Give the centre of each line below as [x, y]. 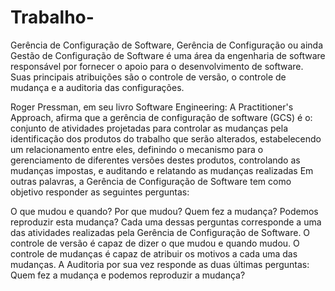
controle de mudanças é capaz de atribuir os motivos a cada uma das [154, 253]
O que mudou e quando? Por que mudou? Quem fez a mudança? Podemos [164, 211]
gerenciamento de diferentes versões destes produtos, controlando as [155, 160]
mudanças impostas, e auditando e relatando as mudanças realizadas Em [162, 170]
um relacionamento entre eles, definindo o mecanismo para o [137, 149]
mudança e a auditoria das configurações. [97, 87]
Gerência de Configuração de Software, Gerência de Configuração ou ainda [167, 45]
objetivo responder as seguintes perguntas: [100, 192]
